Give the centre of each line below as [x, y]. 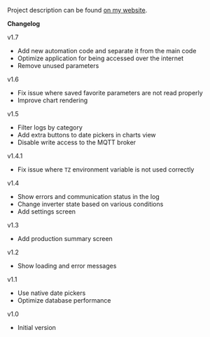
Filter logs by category [50, 128]
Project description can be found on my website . [77, 10]
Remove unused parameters [58, 66]
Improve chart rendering [52, 100]
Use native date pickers [51, 293]
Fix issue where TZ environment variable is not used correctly [106, 170]
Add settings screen [46, 212]
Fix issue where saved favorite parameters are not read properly [110, 93]
